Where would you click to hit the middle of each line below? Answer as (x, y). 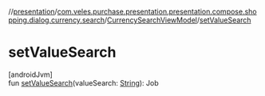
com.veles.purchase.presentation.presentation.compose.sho (157, 12)
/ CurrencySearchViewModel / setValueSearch (178, 20)
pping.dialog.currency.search (57, 20)
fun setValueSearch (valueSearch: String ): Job (84, 82)
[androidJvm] (31, 74)
